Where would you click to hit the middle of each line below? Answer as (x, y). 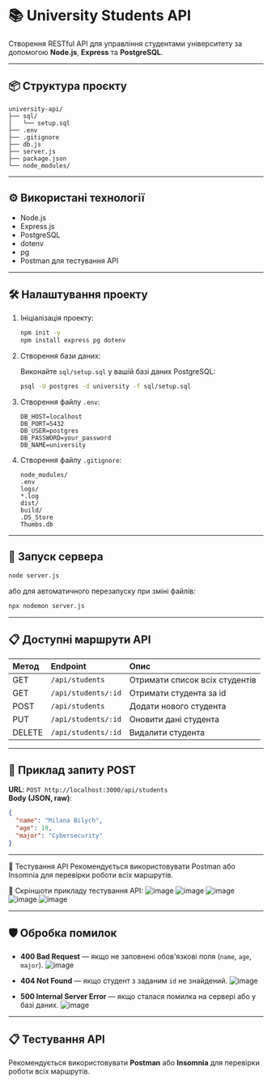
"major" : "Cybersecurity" (59, 835)
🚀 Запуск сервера (56, 557)
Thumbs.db (37, 525)
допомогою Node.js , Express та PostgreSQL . (86, 52)
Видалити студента (167, 733)
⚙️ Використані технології (76, 198)
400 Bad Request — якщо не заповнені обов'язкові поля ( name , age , (136, 957)
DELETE (28, 733)
